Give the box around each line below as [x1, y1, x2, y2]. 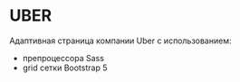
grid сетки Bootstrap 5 [22, 62, 108, 73]
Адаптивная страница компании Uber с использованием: [9, 35, 232, 46]
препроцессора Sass [22, 52, 104, 63]
